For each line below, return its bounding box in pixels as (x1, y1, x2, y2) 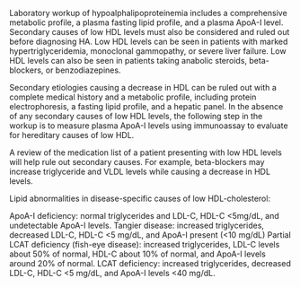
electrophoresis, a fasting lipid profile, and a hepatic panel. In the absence (9, 101, 284, 111)
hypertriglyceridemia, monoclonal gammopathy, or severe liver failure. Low (9, 46, 287, 57)
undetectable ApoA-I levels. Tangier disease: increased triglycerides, (9, 220, 265, 230)
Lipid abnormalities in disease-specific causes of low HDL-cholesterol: (9, 193, 271, 204)
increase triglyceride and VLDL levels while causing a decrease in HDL (9, 166, 271, 177)
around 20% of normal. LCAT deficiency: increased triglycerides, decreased (9, 258, 292, 268)
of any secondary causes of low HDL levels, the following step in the (9, 111, 263, 121)
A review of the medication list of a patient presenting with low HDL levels (9, 147, 283, 158)
